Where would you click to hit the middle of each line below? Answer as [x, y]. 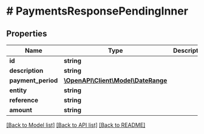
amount [21, 110]
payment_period [34, 80]
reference [24, 100]
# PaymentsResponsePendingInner [97, 11]
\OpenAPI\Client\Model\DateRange [115, 80]
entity [18, 90]
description [26, 71]
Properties [27, 34]
